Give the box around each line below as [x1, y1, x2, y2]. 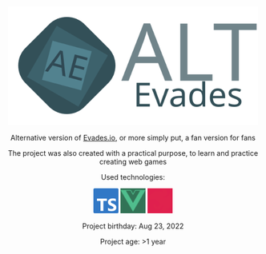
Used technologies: [101, 172, 165, 181]
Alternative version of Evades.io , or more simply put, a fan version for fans [10, 133, 256, 142]
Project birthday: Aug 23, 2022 [82, 221, 184, 231]
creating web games [99, 157, 167, 166]
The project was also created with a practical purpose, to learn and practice [7, 148, 259, 157]
